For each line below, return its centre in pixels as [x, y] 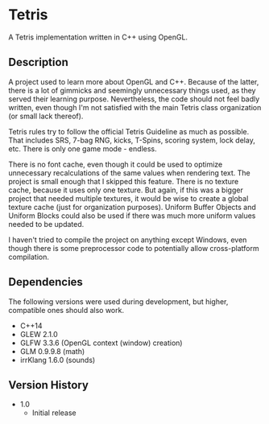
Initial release [54, 413]
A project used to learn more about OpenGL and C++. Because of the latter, [134, 81]
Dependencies [46, 282]
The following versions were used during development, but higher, [118, 301]
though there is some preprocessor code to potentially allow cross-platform [134, 248]
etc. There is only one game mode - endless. [83, 148]
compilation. [29, 257]
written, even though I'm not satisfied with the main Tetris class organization [135, 107]
